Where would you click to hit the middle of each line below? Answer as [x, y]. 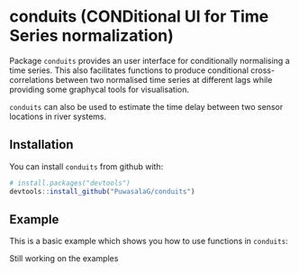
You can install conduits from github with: [86, 166]
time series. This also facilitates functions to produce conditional [129, 70]
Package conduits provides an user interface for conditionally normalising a [149, 60]
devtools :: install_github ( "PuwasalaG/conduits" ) [102, 191]
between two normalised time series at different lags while [164, 79]
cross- [263, 70]
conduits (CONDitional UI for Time [139, 17]
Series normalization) [91, 36]
